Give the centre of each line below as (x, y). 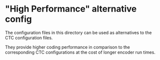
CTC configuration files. (29, 38)
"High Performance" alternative (71, 9)
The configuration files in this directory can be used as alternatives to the (79, 32)
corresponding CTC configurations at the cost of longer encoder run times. (80, 52)
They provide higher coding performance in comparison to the (68, 47)
